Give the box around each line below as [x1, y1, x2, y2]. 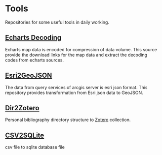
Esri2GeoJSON [5, 71, 52, 80]
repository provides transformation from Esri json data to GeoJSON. [5, 90, 143, 95]
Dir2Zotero [5, 104, 40, 112]
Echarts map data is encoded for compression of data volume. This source [5, 46, 157, 52]
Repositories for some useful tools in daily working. [5, 19, 110, 25]
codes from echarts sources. [5, 57, 64, 63]
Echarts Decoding [5, 33, 62, 42]
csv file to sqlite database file [5, 144, 65, 150]
